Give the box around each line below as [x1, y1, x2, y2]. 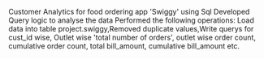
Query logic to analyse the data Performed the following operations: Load [8, 15, 254, 25]
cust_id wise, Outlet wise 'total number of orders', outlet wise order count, [8, 32, 256, 42]
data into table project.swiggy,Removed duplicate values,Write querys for [8, 24, 254, 33]
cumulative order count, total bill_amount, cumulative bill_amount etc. [8, 41, 240, 51]
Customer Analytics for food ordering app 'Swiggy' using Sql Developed [8, 7, 250, 16]
